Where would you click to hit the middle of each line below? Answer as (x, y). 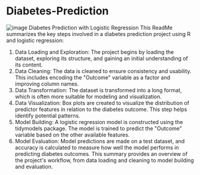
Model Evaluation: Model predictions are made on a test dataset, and (100, 141)
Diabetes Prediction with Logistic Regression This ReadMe (101, 28)
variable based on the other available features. (72, 135)
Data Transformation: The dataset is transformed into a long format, (98, 90)
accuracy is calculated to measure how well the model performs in (97, 147)
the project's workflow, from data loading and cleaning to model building (104, 160)
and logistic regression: (35, 40)
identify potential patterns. (48, 116)
